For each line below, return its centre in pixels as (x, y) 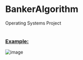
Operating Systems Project (33, 23)
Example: (17, 41)
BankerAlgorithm (42, 9)
